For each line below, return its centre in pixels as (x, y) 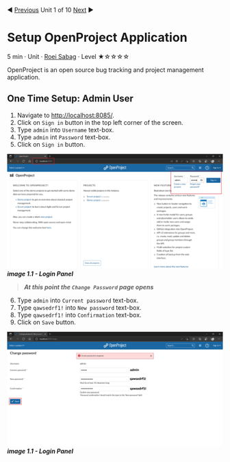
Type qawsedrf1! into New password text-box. (79, 307)
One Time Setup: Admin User (70, 99)
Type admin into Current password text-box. (78, 300)
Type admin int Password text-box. (64, 137)
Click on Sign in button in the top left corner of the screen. (100, 122)
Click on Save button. (47, 322)
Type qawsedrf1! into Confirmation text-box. (79, 315)
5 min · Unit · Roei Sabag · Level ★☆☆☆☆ (68, 56)
